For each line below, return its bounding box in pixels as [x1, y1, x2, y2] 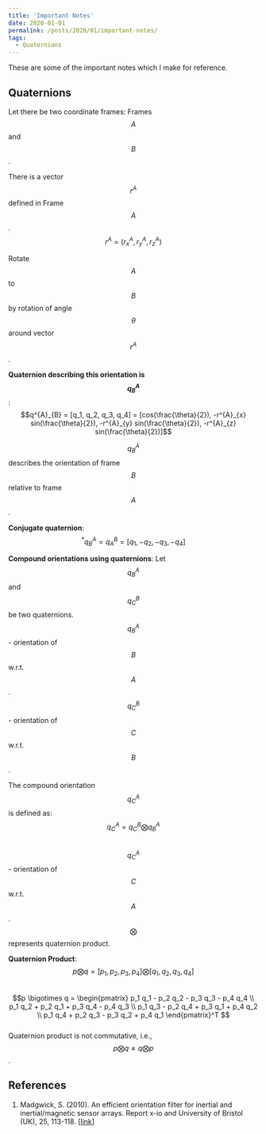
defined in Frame [8, 198, 64, 207]
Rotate [8, 254, 30, 263]
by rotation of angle [8, 303, 73, 313]
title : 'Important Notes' [8, 11, 94, 20]
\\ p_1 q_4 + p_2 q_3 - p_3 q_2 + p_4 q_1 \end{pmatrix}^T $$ [37, 1010, 230, 1020]
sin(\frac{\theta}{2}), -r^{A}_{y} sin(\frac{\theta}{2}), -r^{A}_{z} [30, 418, 237, 429]
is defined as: [8, 809, 53, 818]
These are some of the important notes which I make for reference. [8, 63, 228, 72]
